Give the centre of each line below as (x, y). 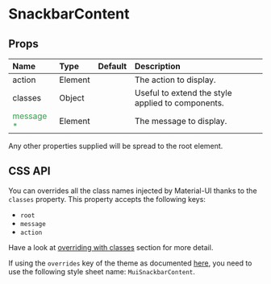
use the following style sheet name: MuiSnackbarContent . (102, 271)
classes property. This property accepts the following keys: (107, 199)
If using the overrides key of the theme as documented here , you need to (130, 263)
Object (72, 98)
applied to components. (179, 103)
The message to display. (181, 121)
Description (157, 66)
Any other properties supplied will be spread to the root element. (116, 146)
